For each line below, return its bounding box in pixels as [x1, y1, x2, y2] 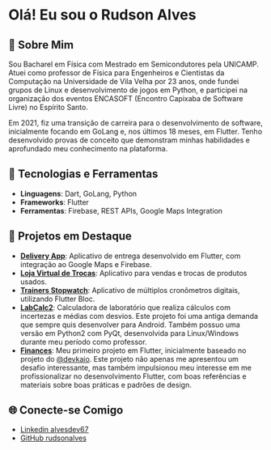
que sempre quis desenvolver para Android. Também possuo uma [19, 320, 240, 329]
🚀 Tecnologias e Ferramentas [8, 168, 159, 181]
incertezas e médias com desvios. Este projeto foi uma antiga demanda [19, 311, 259, 321]
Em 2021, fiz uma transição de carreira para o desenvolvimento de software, [8, 118, 263, 127]
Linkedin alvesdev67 [19, 425, 89, 435]
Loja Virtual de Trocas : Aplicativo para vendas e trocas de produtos [19, 268, 248, 278]
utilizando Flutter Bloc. [19, 294, 95, 304]
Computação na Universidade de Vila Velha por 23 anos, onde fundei [8, 77, 239, 86]
